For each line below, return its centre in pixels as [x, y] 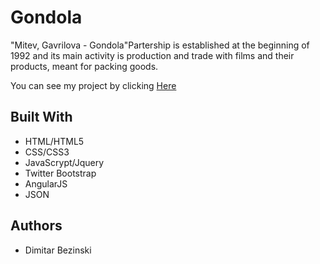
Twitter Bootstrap [60, 173]
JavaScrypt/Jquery [64, 162]
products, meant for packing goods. [84, 66]
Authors [36, 226]
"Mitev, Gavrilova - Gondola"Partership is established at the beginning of [160, 45]
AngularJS [46, 183]
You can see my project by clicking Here [93, 85]
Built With [41, 117]
